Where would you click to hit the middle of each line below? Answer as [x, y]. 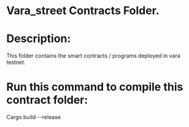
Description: [39, 39]
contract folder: [47, 100]
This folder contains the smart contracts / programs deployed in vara [94, 56]
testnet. [16, 63]
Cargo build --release [34, 117]
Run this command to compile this [95, 87]
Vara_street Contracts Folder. [83, 11]
